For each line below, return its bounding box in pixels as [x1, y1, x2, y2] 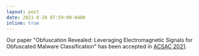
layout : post [6, 8, 40, 15]
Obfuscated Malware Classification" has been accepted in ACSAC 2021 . [6, 43, 187, 50]
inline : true [6, 20, 40, 26]
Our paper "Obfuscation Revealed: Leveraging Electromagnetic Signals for [6, 37, 193, 44]
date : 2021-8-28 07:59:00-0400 [6, 14, 86, 20]
